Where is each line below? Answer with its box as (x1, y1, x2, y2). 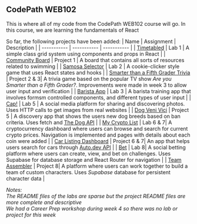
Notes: (6, 186, 22, 193)
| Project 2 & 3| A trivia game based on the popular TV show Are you (6, 75, 172, 82)
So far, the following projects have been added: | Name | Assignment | (6, 38, 176, 45)
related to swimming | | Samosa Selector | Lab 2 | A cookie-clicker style (6, 63, 180, 70)
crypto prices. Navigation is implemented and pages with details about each (6, 131, 191, 138)
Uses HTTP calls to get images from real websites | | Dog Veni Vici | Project (6, 106, 189, 113)
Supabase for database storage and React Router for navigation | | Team (6, 156, 182, 163)
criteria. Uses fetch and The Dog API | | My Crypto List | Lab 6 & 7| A (6, 118, 172, 125)
